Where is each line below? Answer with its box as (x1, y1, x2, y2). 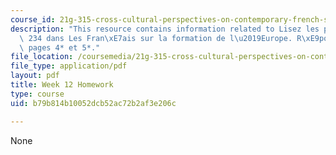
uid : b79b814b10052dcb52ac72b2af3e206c (10, 98, 177, 108)
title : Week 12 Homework (10, 80, 114, 90)
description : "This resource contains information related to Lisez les (10, 24, 320, 34)
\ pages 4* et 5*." (19, 42, 101, 53)
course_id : (10, 14, 56, 25)
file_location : (10, 52, 74, 62)
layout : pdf (10, 71, 60, 81)
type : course (10, 89, 65, 99)
